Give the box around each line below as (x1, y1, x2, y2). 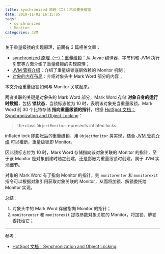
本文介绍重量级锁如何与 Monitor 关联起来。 (5, 84, 92, 89)
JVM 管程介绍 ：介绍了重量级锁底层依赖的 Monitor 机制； (12, 67, 127, 73)
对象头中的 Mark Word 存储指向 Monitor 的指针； (12, 206, 111, 211)
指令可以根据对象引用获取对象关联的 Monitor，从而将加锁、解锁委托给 (5, 179, 147, 184)
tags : (5, 16, 16, 21)
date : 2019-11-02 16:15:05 (5, 12, 60, 17)
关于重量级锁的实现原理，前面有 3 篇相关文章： (5, 44, 101, 50)
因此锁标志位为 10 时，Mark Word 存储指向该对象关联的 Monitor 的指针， (5, 149, 153, 155)
